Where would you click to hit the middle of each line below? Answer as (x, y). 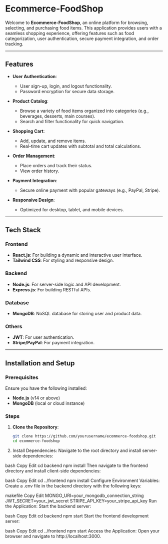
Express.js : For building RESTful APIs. (52, 290)
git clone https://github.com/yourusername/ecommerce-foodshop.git (84, 436)
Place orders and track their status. (56, 165)
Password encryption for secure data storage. (67, 91)
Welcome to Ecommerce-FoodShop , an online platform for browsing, (77, 23)
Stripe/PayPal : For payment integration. (53, 343)
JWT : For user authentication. (43, 337)
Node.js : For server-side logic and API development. (66, 284)
